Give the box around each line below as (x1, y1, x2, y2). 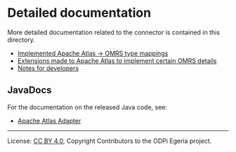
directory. (7, 35, 35, 43)
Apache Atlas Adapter (17, 116, 81, 125)
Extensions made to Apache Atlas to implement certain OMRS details (17, 56, 217, 64)
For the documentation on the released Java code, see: (7, 103, 167, 111)
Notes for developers (17, 64, 79, 72)
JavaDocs (7, 84, 52, 96)
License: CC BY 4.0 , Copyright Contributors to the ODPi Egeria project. (7, 137, 212, 145)
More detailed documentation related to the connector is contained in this (7, 28, 220, 36)
